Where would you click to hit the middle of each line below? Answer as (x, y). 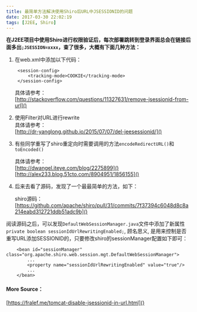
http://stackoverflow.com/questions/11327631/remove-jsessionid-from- (103, 99)
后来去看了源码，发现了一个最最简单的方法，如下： (76, 186)
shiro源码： (28, 199)
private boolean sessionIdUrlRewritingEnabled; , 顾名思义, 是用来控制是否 (96, 231)
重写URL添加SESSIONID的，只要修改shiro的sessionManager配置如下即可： (97, 239)
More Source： (25, 289)
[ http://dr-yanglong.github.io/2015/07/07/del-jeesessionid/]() (88, 132)
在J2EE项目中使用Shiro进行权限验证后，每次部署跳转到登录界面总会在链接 (96, 40)
